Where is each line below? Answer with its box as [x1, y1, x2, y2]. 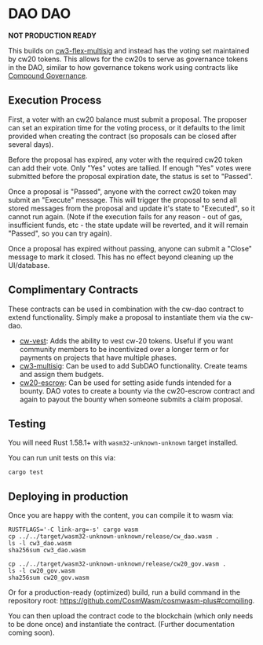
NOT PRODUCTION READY [8, 31, 97, 40]
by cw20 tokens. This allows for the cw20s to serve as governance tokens [8, 54, 249, 64]
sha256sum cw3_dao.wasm [8, 547, 86, 555]
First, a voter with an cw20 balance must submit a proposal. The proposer [8, 115, 247, 124]
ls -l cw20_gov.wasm [8, 567, 76, 575]
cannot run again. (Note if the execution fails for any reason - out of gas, [8, 211, 243, 221]
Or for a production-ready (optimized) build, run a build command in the [8, 588, 241, 597]
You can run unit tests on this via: [8, 453, 116, 463]
